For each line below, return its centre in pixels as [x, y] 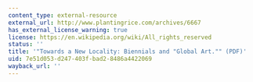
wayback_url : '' [34, 66]
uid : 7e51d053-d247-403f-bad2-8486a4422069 [80, 59]
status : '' [26, 45]
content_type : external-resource [63, 15]
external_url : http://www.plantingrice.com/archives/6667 [105, 23]
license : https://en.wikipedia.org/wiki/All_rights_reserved [110, 37]
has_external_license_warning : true [68, 30]
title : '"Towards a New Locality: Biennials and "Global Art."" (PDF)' [127, 52]
